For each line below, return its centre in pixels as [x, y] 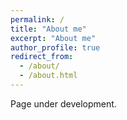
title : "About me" [48, 29]
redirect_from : [42, 57]
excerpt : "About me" [53, 38]
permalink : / [37, 19]
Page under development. [63, 103]
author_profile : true [55, 47]
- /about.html [48, 76]
